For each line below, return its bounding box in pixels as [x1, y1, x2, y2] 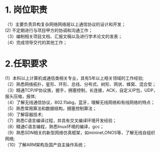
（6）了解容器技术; [5, 111, 43, 117]
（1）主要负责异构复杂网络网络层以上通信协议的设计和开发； [5, 21, 126, 27]
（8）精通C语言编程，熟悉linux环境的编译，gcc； [5, 123, 104, 129]
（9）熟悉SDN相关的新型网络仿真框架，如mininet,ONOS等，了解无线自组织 [5, 129, 156, 136]
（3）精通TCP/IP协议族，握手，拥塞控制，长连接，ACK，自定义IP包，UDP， [5, 87, 158, 93]
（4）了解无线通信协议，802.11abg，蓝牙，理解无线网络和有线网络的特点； [5, 99, 155, 105]
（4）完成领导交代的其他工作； [5, 39, 68, 45]
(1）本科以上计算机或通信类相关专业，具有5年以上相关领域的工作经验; [5, 75, 144, 81]
